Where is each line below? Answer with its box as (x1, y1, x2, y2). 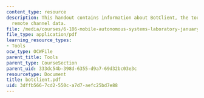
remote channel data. (12, 20, 67, 26)
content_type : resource (6, 9, 67, 15)
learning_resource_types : (6, 37, 72, 43)
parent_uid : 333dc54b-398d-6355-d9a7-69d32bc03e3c (6, 65, 137, 72)
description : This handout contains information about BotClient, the (6, 15, 189, 21)
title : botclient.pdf (6, 77, 61, 83)
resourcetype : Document (6, 71, 67, 77)
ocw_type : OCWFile (6, 49, 53, 55)
